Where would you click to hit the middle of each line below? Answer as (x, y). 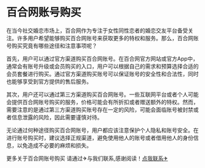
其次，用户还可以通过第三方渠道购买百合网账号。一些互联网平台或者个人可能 (103, 94)
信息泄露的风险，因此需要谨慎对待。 (57, 117)
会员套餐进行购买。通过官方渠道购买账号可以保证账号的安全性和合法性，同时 (103, 74)
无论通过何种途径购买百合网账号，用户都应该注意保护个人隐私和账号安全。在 (103, 130)
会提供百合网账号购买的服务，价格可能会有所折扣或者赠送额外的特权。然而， (103, 102)
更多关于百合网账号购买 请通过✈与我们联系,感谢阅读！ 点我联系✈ (87, 158)
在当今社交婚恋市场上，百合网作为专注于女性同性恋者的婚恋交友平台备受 (97, 30)
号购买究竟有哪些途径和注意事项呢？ (52, 46)
